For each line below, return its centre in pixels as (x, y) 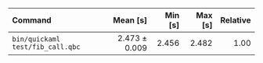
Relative (236, 20)
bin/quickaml (36, 39)
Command (32, 20)
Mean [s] (130, 20)
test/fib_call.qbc (46, 47)
